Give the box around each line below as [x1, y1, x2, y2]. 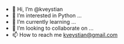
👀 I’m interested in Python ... [11, 12, 82, 19]
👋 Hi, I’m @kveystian [11, 6, 63, 12]
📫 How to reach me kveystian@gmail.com [11, 32, 118, 38]
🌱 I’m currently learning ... [11, 18, 76, 25]
